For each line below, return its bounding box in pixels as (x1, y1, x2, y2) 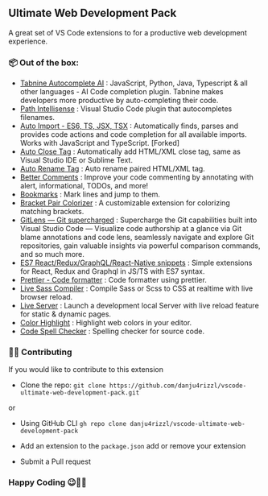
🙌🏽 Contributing (8, 346, 72, 358)
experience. (8, 36, 48, 46)
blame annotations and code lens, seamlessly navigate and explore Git (19, 233, 254, 242)
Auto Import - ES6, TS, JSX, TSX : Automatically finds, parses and (19, 121, 239, 131)
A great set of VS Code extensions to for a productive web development (8, 27, 247, 37)
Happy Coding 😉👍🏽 (8, 477, 87, 488)
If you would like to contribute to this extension (8, 365, 163, 374)
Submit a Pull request (19, 457, 91, 466)
